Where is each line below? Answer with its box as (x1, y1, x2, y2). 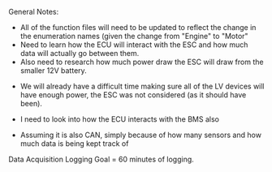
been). (19, 99, 43, 108)
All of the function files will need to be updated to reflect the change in (19, 23, 257, 32)
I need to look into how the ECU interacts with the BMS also (19, 114, 219, 124)
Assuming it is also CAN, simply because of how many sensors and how (19, 130, 262, 140)
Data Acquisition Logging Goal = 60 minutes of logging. (8, 154, 195, 164)
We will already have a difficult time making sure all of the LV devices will (19, 81, 266, 91)
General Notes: (8, 7, 59, 16)
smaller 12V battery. (19, 66, 87, 75)
